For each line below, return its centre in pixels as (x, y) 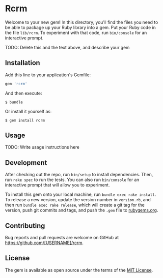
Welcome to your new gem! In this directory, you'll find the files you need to (81, 22)
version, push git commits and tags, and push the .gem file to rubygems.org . (82, 210)
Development (26, 163)
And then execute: (24, 93)
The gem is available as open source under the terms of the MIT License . (79, 270)
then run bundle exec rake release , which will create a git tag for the (75, 205)
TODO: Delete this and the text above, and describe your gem (68, 47)
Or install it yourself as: (28, 111)
